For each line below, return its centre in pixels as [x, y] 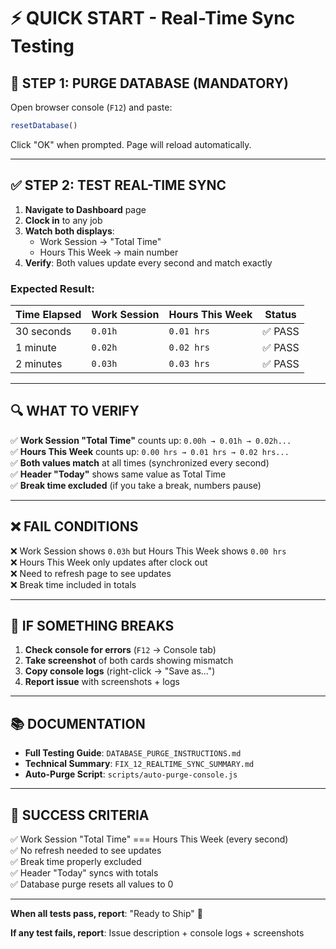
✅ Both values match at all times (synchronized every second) [140, 462]
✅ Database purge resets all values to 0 [92, 884]
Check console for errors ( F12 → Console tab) [120, 650]
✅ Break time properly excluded [76, 862]
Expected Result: [52, 288]
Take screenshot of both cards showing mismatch [129, 661]
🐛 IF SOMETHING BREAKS [92, 626]
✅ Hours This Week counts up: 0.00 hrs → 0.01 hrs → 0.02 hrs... [150, 451]
